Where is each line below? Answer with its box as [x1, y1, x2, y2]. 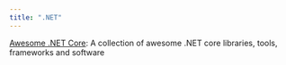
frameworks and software [9, 46, 105, 58]
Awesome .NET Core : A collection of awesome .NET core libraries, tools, [9, 37, 278, 48]
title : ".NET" [9, 12, 63, 22]
